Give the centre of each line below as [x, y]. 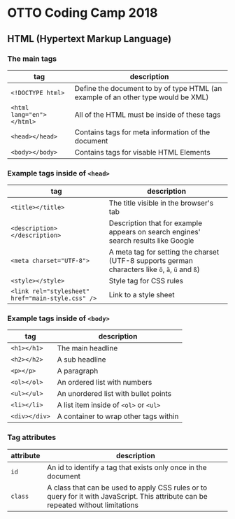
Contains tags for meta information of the [142, 132]
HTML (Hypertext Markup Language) [90, 39]
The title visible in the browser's [161, 203]
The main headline [87, 348]
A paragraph [78, 371]
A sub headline [81, 360]
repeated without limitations [93, 505]
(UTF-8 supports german [151, 261]
